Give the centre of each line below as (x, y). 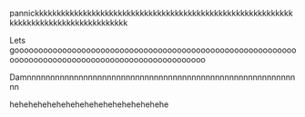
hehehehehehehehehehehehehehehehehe (89, 104)
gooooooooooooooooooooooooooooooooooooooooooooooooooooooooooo (153, 50)
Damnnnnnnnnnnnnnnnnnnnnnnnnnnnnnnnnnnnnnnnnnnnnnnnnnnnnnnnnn (152, 77)
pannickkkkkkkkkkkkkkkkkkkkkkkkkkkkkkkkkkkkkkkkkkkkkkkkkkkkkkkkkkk (151, 13)
